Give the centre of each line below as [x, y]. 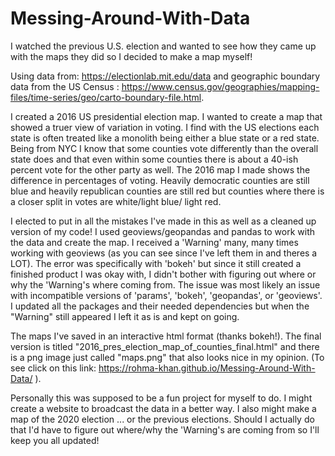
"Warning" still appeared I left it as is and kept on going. [125, 316]
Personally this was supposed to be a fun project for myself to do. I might [161, 398]
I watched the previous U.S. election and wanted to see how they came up [163, 46]
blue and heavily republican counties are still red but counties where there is [167, 191]
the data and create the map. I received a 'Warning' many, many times [154, 242]
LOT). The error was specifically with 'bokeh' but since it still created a [156, 263]
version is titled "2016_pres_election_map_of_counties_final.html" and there [165, 346]
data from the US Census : [65, 86]
